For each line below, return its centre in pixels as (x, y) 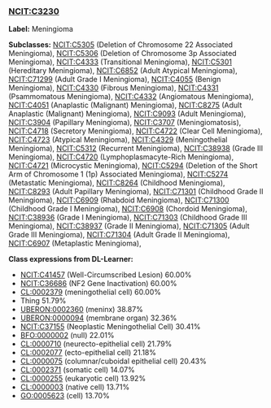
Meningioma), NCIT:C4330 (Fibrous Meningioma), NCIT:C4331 (114, 88)
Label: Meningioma (41, 29)
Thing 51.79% (43, 301)
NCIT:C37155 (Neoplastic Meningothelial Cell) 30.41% (110, 327)
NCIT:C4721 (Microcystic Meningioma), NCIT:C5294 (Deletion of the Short (133, 166)
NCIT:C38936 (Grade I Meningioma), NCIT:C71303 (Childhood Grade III (128, 218)
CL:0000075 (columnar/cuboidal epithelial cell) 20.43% (114, 361)
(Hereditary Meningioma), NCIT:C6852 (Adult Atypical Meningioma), (123, 71)
